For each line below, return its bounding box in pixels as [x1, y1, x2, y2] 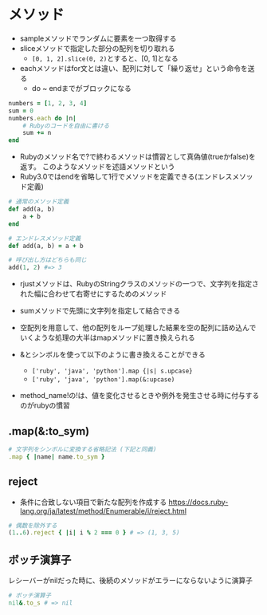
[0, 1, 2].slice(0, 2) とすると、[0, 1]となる [31, 53, 179, 63]
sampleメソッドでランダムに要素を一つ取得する [19, 34, 177, 43]
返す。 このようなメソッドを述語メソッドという [19, 162, 175, 171]
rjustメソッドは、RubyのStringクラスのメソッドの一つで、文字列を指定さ [19, 279, 259, 289]
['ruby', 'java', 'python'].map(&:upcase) [31, 376, 175, 384]
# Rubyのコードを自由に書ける [22, 121, 110, 130]
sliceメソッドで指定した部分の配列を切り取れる [19, 43, 175, 53]
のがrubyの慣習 [19, 400, 70, 410]
